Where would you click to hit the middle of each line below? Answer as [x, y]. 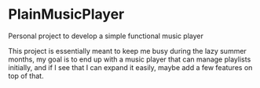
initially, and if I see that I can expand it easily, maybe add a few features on [130, 67]
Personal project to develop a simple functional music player [106, 36]
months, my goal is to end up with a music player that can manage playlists [130, 59]
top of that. [26, 76]
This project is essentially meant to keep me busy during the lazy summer [128, 51]
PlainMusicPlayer [66, 14]
